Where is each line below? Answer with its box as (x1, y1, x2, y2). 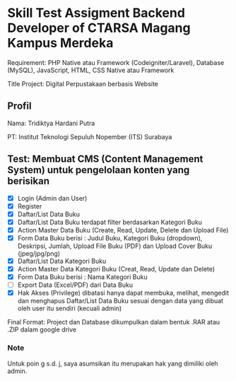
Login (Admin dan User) (17, 194, 88, 202)
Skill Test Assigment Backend (7, 5, 186, 21)
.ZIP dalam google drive (7, 325, 76, 334)
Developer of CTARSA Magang (7, 20, 191, 36)
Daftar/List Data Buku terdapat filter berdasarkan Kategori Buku (17, 218, 203, 226)
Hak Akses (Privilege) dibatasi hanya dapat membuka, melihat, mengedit (17, 288, 230, 298)
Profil (7, 100, 32, 112)
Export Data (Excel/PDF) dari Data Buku (17, 281, 134, 289)
